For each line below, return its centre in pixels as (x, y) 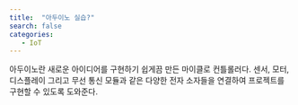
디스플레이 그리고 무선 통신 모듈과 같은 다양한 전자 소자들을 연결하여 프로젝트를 (147, 81)
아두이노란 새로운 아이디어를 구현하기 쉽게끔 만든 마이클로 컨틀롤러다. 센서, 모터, (149, 69)
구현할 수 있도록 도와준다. (54, 92)
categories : (31, 34)
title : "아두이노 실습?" (52, 17)
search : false (36, 26)
